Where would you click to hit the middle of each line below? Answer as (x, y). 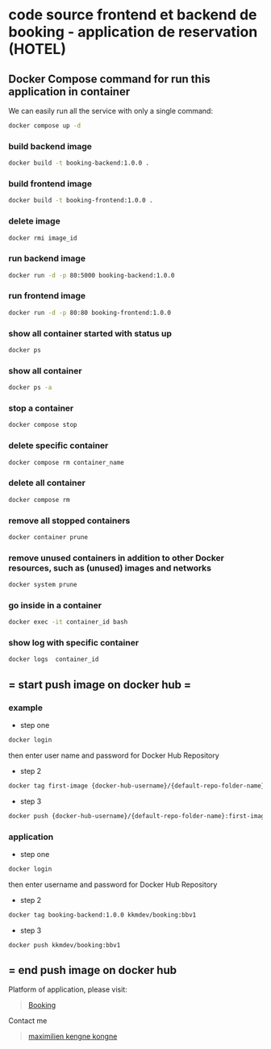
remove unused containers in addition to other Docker (116, 558)
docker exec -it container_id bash (68, 622)
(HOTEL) (38, 49)
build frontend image (50, 183)
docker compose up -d (45, 126)
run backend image (47, 258)
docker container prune (48, 537)
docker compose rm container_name (67, 462)
